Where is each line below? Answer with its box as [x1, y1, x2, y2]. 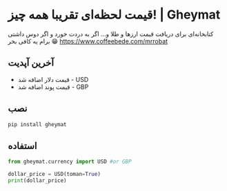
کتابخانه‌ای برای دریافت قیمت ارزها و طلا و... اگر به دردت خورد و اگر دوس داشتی [8, 30, 214, 38]
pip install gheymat [8, 121, 68, 128]
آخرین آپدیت [8, 57, 55, 69]
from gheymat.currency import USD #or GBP [8, 159, 132, 165]
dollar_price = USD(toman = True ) [8, 171, 101, 178]
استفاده [8, 140, 37, 152]
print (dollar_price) [8, 177, 68, 184]
